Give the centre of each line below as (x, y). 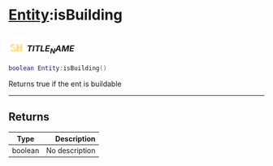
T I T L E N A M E (50, 50)
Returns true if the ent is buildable (65, 84)
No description (71, 151)
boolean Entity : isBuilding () (58, 68)
